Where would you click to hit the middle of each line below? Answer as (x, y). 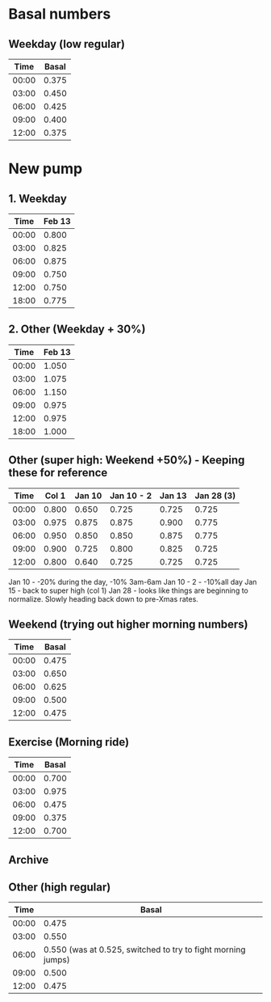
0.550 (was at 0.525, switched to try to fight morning (144, 949)
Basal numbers (60, 14)
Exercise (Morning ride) (69, 742)
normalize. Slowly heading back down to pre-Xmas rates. (104, 598)
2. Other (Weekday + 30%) (77, 330)
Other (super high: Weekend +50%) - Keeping (127, 461)
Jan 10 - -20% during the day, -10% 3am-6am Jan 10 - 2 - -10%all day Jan (133, 581)
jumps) (56, 960)
